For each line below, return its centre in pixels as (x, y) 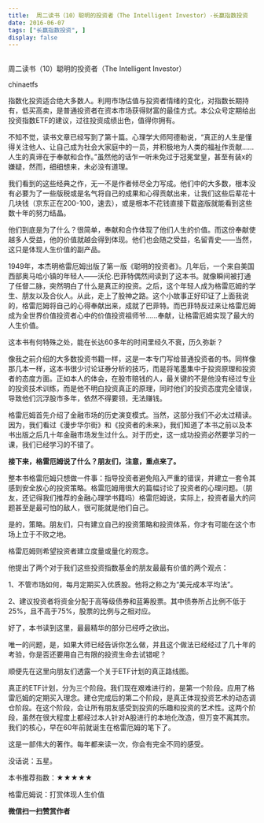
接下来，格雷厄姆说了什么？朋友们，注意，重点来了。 (94, 461)
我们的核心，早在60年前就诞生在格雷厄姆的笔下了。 (92, 727)
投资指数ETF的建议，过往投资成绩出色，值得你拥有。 (93, 120)
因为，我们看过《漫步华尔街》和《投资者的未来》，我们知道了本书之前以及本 (130, 425)
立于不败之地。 (46, 534)
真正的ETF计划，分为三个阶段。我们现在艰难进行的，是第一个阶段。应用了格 (132, 687)
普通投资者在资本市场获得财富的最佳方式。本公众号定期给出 (159, 110)
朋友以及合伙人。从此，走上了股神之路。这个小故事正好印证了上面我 (132, 296)
